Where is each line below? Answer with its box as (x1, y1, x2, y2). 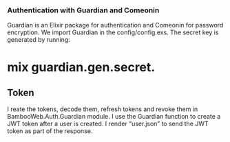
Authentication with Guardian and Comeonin (7, 5, 160, 15)
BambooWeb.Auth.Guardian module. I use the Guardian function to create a (7, 113, 221, 121)
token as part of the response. (7, 127, 93, 135)
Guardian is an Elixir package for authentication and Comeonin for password (7, 21, 224, 29)
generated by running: (7, 36, 70, 44)
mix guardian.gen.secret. (7, 60, 156, 75)
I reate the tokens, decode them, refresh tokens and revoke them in (7, 105, 198, 113)
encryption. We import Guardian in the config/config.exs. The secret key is (7, 28, 219, 36)
